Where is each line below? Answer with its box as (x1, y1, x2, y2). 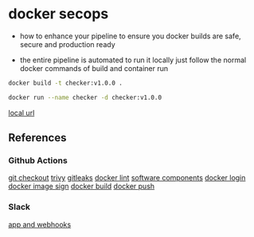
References (8, 131, 67, 144)
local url (8, 108, 35, 117)
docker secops (8, 5, 109, 23)
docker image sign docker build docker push (8, 181, 155, 192)
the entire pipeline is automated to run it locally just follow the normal (19, 55, 247, 65)
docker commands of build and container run (19, 63, 169, 73)
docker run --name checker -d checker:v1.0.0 (8, 93, 162, 101)
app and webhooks (8, 219, 72, 229)
